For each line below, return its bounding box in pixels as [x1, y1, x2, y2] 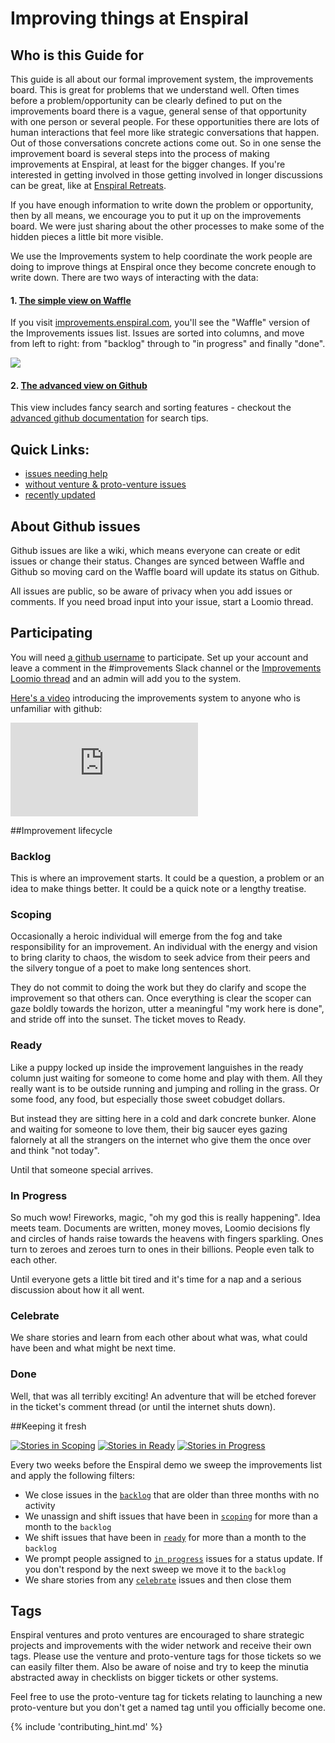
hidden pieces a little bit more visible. [10, 231, 164, 242]
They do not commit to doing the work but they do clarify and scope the [10, 982, 307, 994]
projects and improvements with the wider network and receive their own [10, 1640, 312, 1652]
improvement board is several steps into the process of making [10, 148, 270, 159]
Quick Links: [10, 441, 90, 458]
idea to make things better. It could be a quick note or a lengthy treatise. [10, 883, 307, 895]
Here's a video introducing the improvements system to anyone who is [10, 692, 301, 704]
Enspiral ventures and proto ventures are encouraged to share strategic [10, 1629, 305, 1641]
